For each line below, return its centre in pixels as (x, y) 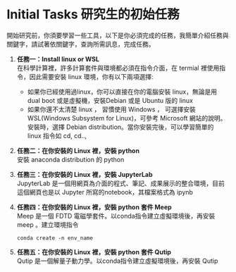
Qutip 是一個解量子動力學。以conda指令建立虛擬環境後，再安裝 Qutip (117, 261)
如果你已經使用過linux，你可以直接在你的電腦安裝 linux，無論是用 (122, 92)
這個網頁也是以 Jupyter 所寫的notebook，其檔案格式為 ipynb (105, 192)
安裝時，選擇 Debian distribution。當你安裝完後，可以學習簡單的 (120, 127)
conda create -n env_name (55, 238)
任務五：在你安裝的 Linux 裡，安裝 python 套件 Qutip (94, 252)
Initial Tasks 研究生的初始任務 (93, 14)
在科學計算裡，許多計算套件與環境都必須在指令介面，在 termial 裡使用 (118, 68)
